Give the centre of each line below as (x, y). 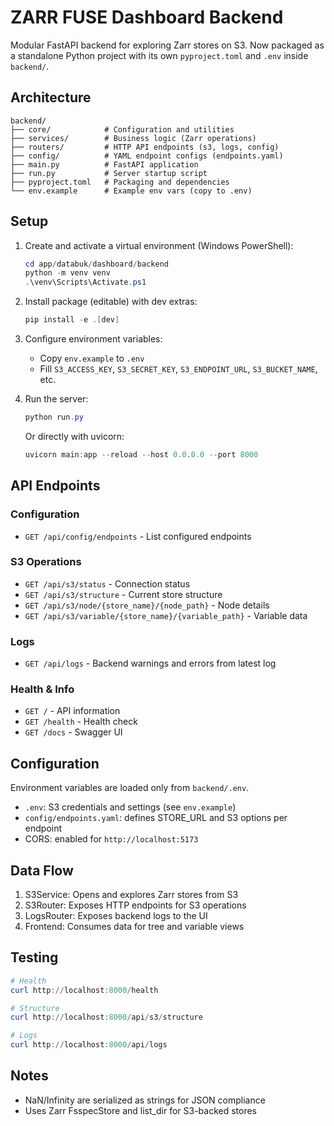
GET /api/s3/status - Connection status (107, 583)
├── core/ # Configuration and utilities (122, 129)
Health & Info (42, 689)
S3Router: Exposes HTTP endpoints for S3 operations (135, 905)
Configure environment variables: (93, 339)
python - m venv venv (67, 273)
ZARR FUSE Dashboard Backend (147, 17)
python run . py (54, 417)
